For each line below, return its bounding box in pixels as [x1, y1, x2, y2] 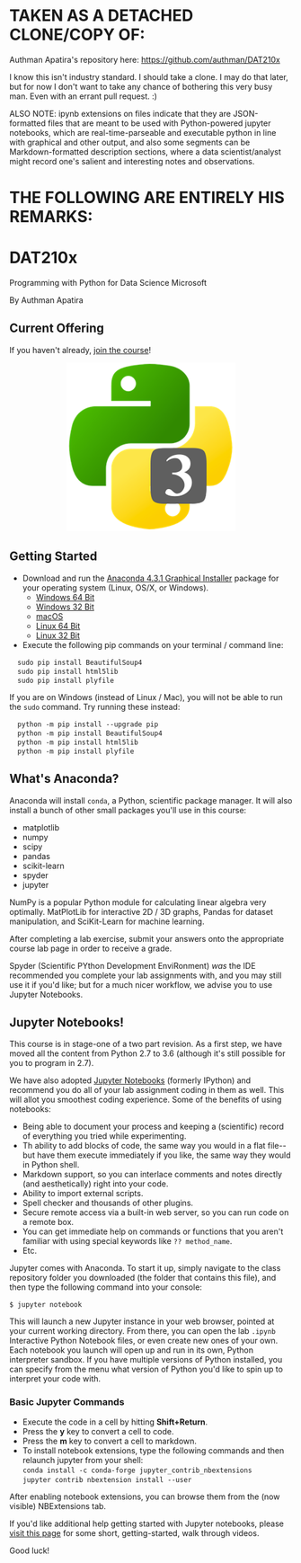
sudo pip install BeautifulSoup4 [17, 658, 143, 667]
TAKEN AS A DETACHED [9, 5, 194, 26]
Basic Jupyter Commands [9, 1396, 125, 1408]
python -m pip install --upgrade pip [17, 720, 159, 729]
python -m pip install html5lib [17, 738, 139, 747]
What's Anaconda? [9, 771, 120, 786]
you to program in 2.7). [9, 1058, 94, 1069]
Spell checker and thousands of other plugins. [22, 1197, 194, 1209]
